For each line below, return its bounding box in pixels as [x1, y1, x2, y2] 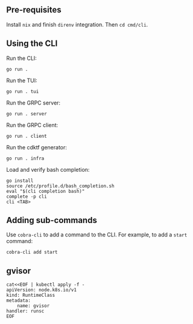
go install [6, 178, 34, 184]
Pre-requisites [6, 5, 62, 15]
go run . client [6, 133, 47, 139]
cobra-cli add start [6, 249, 59, 256]
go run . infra [6, 155, 45, 161]
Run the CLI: [6, 54, 37, 62]
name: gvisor [17, 303, 50, 309]
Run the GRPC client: [6, 121, 59, 129]
